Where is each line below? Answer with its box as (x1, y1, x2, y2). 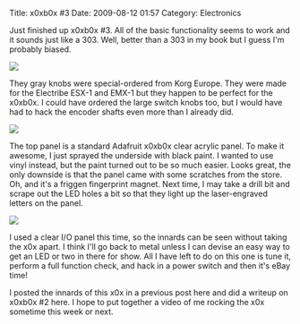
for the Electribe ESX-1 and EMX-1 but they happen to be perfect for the (9, 88, 273, 98)
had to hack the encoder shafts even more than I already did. (9, 107, 235, 117)
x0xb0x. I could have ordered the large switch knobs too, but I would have (9, 98, 283, 107)
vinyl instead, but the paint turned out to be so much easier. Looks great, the (9, 160, 291, 170)
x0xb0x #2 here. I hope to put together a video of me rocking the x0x (9, 297, 265, 307)
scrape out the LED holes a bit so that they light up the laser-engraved (9, 188, 269, 199)
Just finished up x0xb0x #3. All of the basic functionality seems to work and (9, 25, 291, 35)
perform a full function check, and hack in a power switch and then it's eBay (9, 260, 291, 271)
